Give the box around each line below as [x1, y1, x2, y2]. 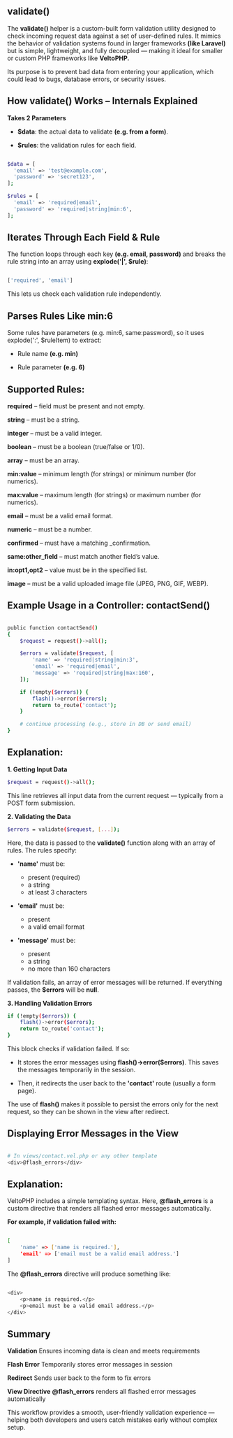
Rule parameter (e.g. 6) [17, 363, 85, 371]
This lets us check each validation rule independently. [7, 290, 162, 298]
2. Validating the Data [7, 812, 71, 820]
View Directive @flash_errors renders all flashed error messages [7, 1388, 197, 1396]
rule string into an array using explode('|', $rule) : [7, 257, 149, 266]
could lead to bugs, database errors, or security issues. [7, 75, 166, 83]
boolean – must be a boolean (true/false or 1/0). [7, 442, 145, 450]
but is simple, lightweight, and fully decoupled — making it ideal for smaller [7, 46, 223, 55]
